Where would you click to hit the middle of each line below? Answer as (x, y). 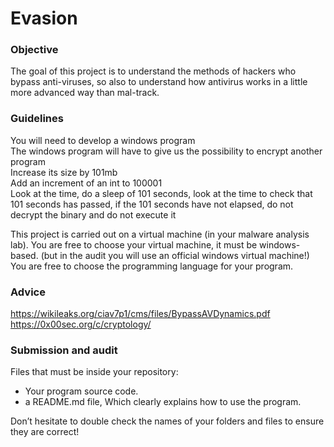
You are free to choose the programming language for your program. (152, 266)
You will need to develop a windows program (103, 140)
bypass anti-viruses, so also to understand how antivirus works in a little (159, 82)
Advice (28, 292)
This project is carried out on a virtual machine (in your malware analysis (160, 234)
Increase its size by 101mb (64, 172)
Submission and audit (64, 350)
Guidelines (37, 119)
